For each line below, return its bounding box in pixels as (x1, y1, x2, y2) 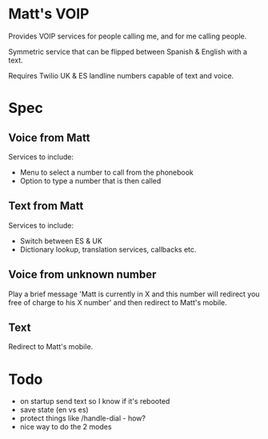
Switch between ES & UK (19, 236, 102, 245)
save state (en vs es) (19, 405, 90, 415)
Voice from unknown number (8, 268, 157, 281)
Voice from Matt (8, 131, 90, 144)
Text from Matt (8, 199, 84, 213)
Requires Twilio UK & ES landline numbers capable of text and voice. (8, 70, 234, 80)
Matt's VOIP (8, 5, 90, 23)
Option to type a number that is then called (19, 175, 162, 185)
